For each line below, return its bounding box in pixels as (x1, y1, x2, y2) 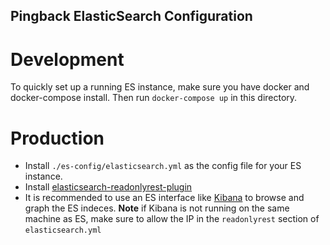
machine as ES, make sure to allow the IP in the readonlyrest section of (24, 213, 320, 225)
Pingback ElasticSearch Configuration (10, 8, 253, 25)
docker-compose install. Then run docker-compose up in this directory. (10, 92, 298, 104)
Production (10, 127, 105, 149)
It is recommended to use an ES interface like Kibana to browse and (24, 192, 305, 204)
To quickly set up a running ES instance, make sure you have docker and (10, 81, 310, 93)
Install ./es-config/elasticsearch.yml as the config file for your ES (24, 160, 302, 172)
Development (10, 48, 125, 71)
